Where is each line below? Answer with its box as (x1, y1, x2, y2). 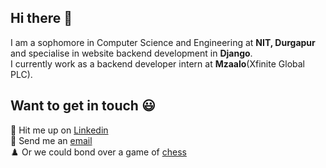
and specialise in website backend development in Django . (10, 47, 253, 59)
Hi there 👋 (10, 10, 73, 27)
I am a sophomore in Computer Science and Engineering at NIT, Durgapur (10, 36, 316, 48)
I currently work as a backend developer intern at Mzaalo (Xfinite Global (10, 57, 305, 70)
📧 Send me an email (10, 134, 93, 146)
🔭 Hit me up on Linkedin (10, 124, 109, 136)
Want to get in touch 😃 (10, 97, 156, 115)
